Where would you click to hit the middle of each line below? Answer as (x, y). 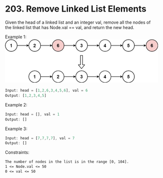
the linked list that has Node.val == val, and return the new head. (70, 27)
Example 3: (16, 129)
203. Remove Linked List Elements (76, 9)
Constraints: (17, 152)
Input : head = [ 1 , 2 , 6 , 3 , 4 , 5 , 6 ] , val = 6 (47, 90)
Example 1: (16, 37)
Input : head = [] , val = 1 (32, 114)
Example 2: (16, 104)
